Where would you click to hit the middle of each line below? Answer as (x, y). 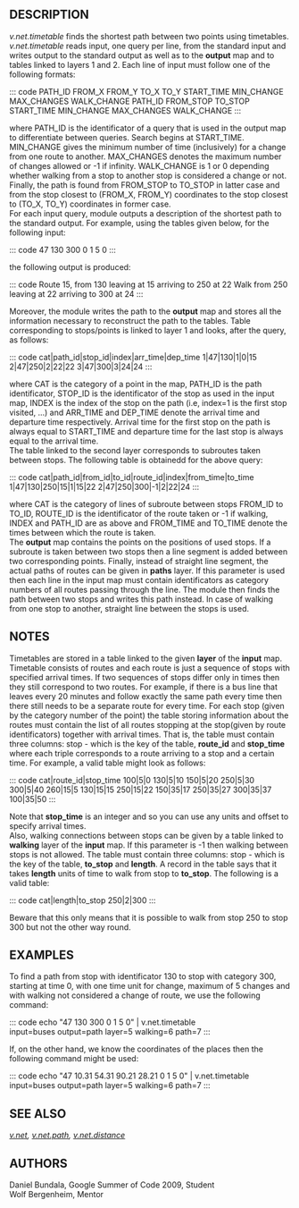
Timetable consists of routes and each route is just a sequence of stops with (149, 667)
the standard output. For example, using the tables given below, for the (139, 223)
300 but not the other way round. (70, 927)
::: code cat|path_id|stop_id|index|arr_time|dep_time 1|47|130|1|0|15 (133, 357)
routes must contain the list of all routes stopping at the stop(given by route (148, 724)
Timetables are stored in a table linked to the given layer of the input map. (146, 658)
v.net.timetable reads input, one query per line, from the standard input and (148, 46)
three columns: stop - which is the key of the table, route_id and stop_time (147, 743)
